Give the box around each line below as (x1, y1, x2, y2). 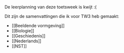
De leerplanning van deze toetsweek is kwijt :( (4, 4, 97, 10)
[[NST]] (11, 43, 27, 49)
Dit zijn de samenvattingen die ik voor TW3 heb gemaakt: (4, 13, 120, 19)
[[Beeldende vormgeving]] (11, 23, 65, 28)
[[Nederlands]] (11, 38, 42, 44)
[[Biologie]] (11, 28, 35, 33)
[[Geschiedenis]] (11, 33, 46, 39)
